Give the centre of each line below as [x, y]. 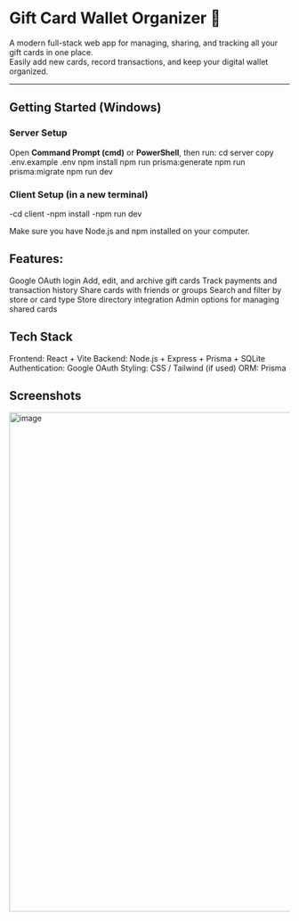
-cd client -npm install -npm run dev [76, 214]
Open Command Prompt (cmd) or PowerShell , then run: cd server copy [141, 152]
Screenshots [45, 395]
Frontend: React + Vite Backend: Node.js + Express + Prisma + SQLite [137, 358]
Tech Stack [41, 337]
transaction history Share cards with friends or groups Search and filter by [145, 289]
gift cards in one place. [51, 52]
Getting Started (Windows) [85, 107]
